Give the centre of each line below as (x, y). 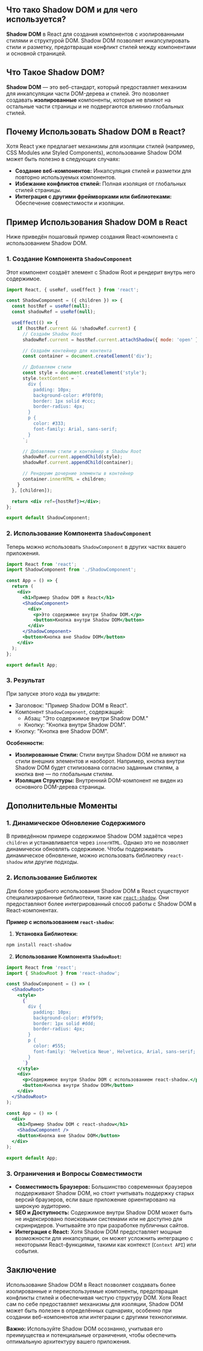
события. (27, 1251)
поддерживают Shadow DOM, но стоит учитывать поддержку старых (105, 1193)
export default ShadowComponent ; (48, 518)
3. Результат (26, 680)
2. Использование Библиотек (52, 878)
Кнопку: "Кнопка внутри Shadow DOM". (75, 725)
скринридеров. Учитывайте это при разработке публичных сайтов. (102, 1225)
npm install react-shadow (39, 944)
